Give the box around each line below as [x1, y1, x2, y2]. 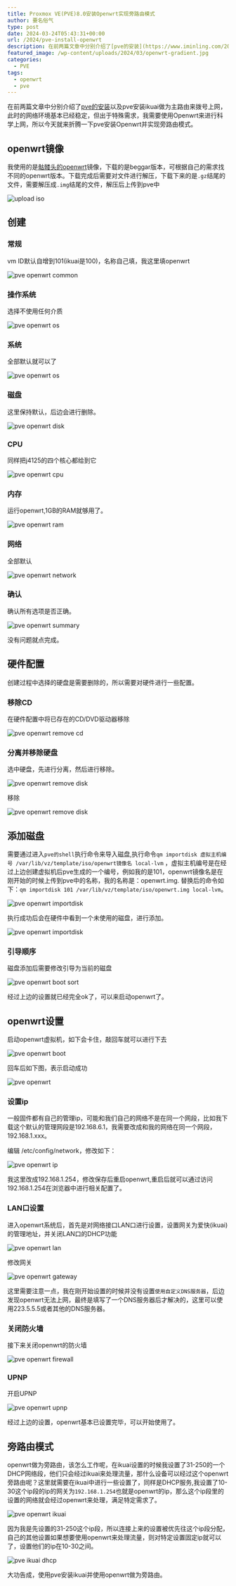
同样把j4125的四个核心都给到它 [7, 455, 97, 465]
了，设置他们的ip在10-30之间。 [7, 1542, 98, 1551]
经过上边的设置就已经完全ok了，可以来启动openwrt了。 [7, 993, 169, 1001]
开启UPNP [7, 1390, 37, 1398]
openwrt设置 [7, 1015, 65, 1027]
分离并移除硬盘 [7, 748, 58, 757]
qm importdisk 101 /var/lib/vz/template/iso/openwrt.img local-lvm [20, 886, 221, 894]
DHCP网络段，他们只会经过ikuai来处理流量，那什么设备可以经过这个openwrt [7, 1469, 229, 1478]
